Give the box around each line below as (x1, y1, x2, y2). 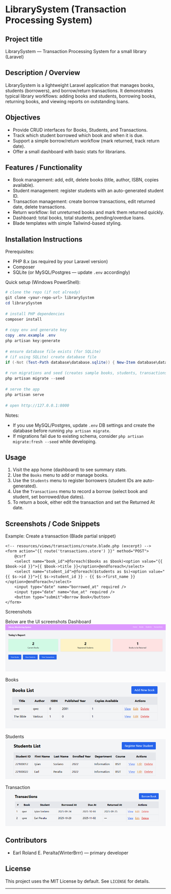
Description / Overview (5, 68, 80, 77)
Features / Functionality (5, 163, 82, 172)
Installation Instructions (5, 235, 83, 244)
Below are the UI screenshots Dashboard (5, 619, 92, 625)
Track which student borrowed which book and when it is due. (12, 132, 144, 138)
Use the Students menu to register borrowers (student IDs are (12, 478, 142, 484)
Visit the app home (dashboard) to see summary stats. (12, 466, 127, 473)
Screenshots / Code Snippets (5, 520, 100, 528)
